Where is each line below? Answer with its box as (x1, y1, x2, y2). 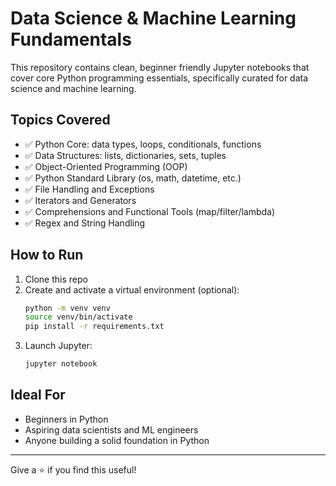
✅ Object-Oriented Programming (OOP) (24, 160, 188, 172)
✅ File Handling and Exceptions (24, 183, 155, 195)
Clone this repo (24, 273, 88, 285)
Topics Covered (10, 112, 111, 129)
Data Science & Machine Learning (10, 7, 297, 30)
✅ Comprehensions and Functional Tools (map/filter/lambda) (24, 205, 276, 217)
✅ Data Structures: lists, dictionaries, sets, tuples (24, 149, 227, 161)
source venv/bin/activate (24, 312, 133, 322)
